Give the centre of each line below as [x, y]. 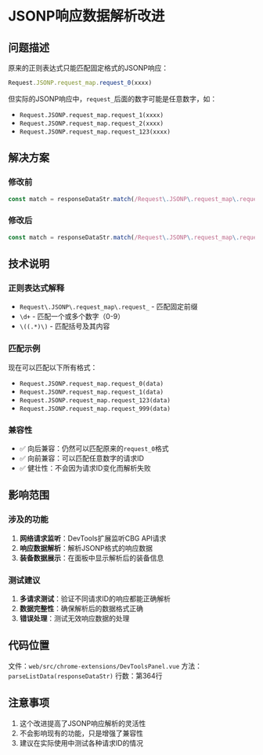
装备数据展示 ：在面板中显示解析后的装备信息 [92, 558]
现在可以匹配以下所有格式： [53, 367]
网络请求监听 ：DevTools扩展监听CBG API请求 [93, 538]
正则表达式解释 [36, 288]
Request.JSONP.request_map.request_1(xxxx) [92, 115]
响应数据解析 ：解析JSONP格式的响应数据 [86, 548]
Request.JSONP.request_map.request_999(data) [95, 409]
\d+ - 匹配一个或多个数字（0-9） [72, 317]
